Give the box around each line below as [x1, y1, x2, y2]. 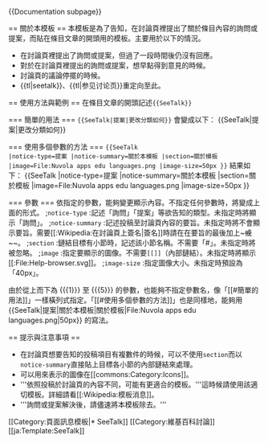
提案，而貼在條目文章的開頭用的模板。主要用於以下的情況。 [8, 34, 205, 43]
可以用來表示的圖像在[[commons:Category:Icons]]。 [19, 370, 194, 379]
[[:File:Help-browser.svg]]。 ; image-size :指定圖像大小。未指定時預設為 [8, 258, 243, 268]
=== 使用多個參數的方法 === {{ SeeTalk [8, 142, 138, 151]
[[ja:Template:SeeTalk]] [8, 426, 85, 435]
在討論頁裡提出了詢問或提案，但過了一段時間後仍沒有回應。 [19, 51, 217, 59]
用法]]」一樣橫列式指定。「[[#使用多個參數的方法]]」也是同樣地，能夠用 [8, 295, 243, 305]
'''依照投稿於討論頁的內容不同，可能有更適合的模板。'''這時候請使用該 [19, 379, 251, 389]
